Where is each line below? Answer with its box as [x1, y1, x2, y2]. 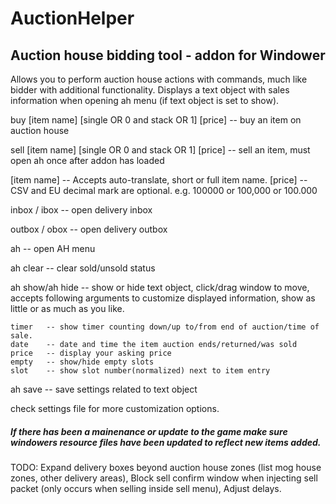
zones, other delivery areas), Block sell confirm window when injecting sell [10, 472, 318, 484]
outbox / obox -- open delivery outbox [10, 223, 168, 235]
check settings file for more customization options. [10, 403, 220, 414]
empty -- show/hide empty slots [10, 357, 155, 367]
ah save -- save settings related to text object [10, 383, 198, 395]
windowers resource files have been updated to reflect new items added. [10, 436, 322, 448]
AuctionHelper [10, 7, 135, 30]
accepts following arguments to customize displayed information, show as [10, 292, 316, 304]
